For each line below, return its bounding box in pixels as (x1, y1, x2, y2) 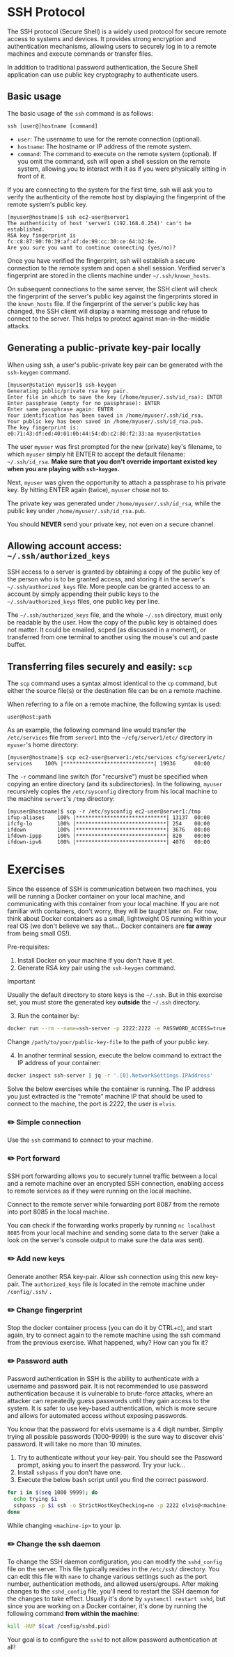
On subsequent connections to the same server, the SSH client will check (7, 284, 218, 293)
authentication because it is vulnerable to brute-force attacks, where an (7, 1389, 213, 1398)
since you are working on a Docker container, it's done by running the (7, 1602, 208, 1610)
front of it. (17, 171, 47, 180)
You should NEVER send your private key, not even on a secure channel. (7, 520, 216, 528)
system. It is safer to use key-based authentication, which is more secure (7, 1404, 217, 1412)
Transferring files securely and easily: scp (7, 660, 193, 673)
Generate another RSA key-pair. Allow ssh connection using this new (7, 1272, 205, 1281)
